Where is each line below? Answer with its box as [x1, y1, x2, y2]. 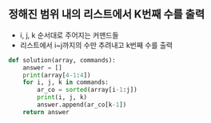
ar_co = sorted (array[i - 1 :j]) [37, 86, 137, 94]
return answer [22, 108, 70, 116]
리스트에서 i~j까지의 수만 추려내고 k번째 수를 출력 [19, 40, 173, 50]
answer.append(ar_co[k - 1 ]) [37, 101, 127, 109]
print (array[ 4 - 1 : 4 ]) [22, 71, 91, 79]
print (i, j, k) [37, 93, 88, 101]
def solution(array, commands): [8, 56, 116, 64]
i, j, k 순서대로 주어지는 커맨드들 [19, 30, 119, 40]
